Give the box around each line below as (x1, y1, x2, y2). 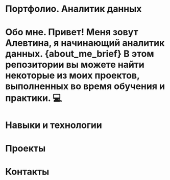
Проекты (5, 142, 46, 154)
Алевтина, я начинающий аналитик (5, 37, 165, 49)
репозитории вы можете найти (5, 59, 144, 70)
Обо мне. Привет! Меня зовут (5, 27, 139, 38)
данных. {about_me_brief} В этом (5, 48, 154, 60)
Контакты (5, 166, 50, 177)
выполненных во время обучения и (5, 81, 165, 92)
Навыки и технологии (5, 119, 102, 131)
